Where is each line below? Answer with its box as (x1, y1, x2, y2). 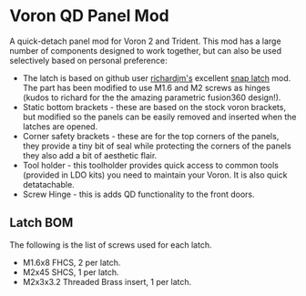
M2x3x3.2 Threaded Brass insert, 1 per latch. (22, 276, 192, 287)
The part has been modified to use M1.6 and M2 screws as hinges (22, 82, 270, 93)
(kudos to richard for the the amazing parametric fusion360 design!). (22, 92, 281, 103)
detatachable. (22, 179, 75, 189)
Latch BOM (9, 215, 74, 230)
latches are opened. (22, 120, 98, 132)
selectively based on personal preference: (9, 55, 168, 66)
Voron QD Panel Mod (9, 5, 170, 26)
